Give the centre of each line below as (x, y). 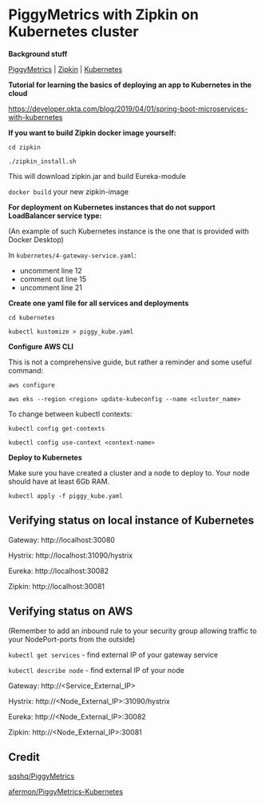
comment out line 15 (53, 279)
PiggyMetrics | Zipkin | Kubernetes (65, 69)
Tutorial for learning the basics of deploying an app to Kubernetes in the (130, 85)
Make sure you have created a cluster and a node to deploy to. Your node (129, 472)
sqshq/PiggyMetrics (42, 776)
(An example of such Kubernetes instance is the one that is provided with (129, 231)
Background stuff (38, 54)
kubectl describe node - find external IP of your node (97, 670)
